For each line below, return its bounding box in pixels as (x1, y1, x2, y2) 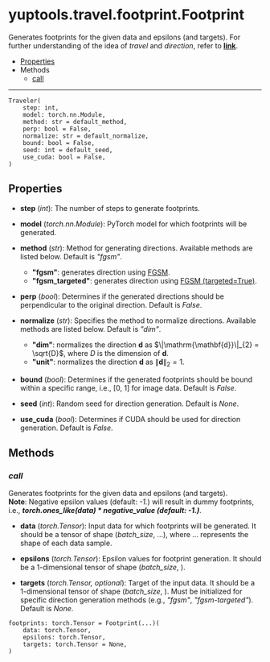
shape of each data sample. (19, 538, 112, 548)
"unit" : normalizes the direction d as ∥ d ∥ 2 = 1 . (31, 357, 185, 368)
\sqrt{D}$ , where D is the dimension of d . (31, 348, 169, 358)
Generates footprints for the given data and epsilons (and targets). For (8, 32, 241, 42)
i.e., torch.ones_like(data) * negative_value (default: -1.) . (8, 506, 202, 515)
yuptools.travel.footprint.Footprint (8, 6, 245, 24)
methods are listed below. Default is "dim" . (19, 324, 162, 333)
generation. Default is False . (19, 423, 114, 432)
